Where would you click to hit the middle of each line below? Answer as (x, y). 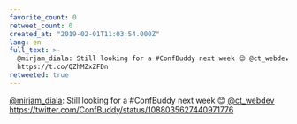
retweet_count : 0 (41, 26)
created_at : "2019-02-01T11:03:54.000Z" (85, 34)
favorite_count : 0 (43, 17)
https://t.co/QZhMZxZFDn (63, 67)
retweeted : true (39, 75)
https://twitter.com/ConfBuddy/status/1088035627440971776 (122, 109)
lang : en (25, 42)
